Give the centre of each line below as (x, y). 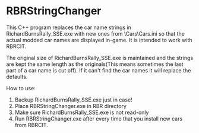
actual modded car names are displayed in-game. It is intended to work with (99, 40)
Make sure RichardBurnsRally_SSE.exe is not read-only (82, 112)
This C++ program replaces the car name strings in (69, 27)
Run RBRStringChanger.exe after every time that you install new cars (99, 118)
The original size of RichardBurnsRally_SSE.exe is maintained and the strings (100, 58)
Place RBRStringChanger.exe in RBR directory (70, 106)
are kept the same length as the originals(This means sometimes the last (95, 64)
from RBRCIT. (31, 125)
